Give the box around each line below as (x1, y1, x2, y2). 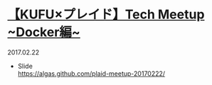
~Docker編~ (7, 24, 80, 40)
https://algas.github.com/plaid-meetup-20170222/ (17, 69, 166, 78)
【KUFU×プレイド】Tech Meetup (7, 6, 205, 23)
